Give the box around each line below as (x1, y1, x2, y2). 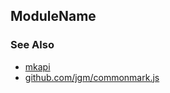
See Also (10, 38, 55, 52)
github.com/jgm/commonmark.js (24, 71, 160, 83)
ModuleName (10, 8, 97, 25)
